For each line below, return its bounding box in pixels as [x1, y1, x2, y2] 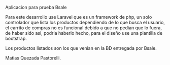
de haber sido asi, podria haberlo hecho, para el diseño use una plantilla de [5, 30, 163, 36]
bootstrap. [5, 35, 27, 41]
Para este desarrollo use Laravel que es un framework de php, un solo [5, 14, 152, 20]
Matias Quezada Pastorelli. [5, 55, 61, 61]
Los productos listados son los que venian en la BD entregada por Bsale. [5, 45, 157, 51]
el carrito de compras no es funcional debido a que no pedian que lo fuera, [5, 25, 162, 31]
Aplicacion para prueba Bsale [5, 5, 67, 10]
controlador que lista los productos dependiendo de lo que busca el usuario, [5, 20, 165, 25]
